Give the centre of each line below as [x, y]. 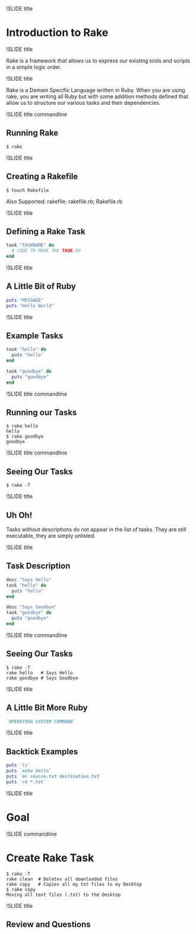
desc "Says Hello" [29, 580]
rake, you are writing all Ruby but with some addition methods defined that [97, 96]
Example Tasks [35, 336]
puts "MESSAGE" [25, 300]
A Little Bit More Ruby [47, 708]
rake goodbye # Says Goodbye [42, 678]
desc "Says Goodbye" [32, 607]
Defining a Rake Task [46, 231]
